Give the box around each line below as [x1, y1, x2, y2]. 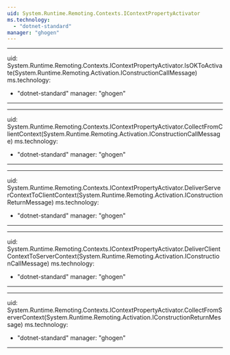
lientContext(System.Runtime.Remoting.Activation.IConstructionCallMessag [7, 130, 220, 138]
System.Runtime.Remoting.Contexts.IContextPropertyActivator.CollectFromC [7, 122, 223, 131]
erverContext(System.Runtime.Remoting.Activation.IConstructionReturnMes [7, 313, 221, 321]
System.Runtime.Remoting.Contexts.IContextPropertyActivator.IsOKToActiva [7, 62, 222, 70]
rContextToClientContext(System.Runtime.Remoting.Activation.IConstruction [7, 191, 224, 199]
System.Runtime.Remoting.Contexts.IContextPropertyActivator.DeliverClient [7, 245, 221, 253]
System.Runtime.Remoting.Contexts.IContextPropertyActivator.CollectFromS [7, 306, 222, 315]
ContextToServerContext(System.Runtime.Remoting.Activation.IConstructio [7, 252, 220, 261]
